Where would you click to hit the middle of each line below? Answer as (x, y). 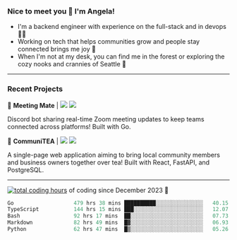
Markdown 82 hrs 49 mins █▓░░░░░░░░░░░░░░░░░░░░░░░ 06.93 (118, 223)
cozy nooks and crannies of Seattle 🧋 (72, 64)
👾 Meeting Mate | (33, 105)
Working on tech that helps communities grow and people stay (108, 42)
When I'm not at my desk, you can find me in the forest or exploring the (121, 56)
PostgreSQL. (26, 169)
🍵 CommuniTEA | (33, 141)
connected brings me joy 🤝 (57, 49)
